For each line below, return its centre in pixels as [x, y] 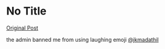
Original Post [22, 28]
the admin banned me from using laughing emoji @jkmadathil [82, 39]
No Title [27, 11]
